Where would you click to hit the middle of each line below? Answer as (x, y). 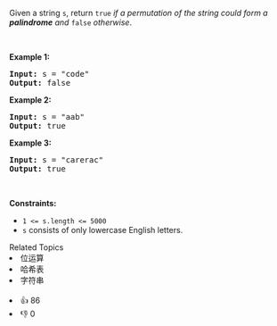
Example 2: (30, 100)
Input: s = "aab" (47, 117)
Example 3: (30, 143)
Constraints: (33, 203)
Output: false (40, 83)
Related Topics (37, 247)
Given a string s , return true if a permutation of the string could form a (139, 13)
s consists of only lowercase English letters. (102, 230)
